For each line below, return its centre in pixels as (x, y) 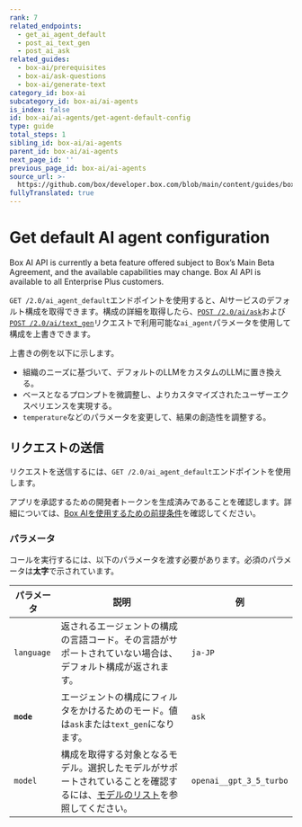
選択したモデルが (124, 768)
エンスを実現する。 (81, 405)
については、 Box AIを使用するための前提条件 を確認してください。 (138, 512)
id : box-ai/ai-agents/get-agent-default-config (100, 118)
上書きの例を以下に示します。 (64, 352)
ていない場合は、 (142, 654)
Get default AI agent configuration (140, 238)
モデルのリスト (128, 795)
